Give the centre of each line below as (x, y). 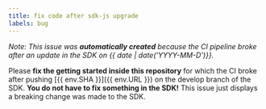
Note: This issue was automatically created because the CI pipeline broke (133, 46)
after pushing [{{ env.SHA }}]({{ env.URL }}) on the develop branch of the (130, 79)
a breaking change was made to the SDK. (77, 96)
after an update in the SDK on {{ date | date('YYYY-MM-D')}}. (111, 55)
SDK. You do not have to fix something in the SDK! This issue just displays (133, 88)
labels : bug (28, 23)
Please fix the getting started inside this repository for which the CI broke (133, 70)
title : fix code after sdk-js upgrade (73, 16)
